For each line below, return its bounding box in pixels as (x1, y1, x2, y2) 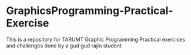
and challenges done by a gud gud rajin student (6, 42, 122, 49)
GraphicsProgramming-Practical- (6, 4, 173, 18)
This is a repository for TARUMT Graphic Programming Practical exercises (6, 36, 186, 43)
